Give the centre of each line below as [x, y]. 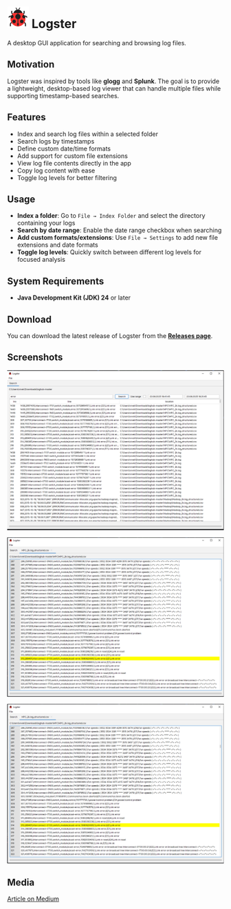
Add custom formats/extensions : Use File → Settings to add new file [118, 238]
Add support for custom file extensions [73, 156]
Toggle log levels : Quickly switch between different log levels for [109, 252]
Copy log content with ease [56, 170]
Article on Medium [33, 899]
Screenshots [35, 358]
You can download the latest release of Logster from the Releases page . [110, 336]
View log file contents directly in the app [74, 163]
